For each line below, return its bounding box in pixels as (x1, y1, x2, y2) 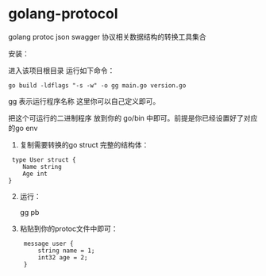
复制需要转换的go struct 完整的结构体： (19, 140, 149, 149)
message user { (23, 240, 74, 247)
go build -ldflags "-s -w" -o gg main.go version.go (8, 81, 187, 90)
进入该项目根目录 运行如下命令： (8, 65, 115, 75)
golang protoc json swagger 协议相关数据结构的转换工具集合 (8, 32, 206, 41)
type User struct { (11, 155, 77, 163)
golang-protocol (8, 5, 118, 23)
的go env (8, 123, 38, 132)
